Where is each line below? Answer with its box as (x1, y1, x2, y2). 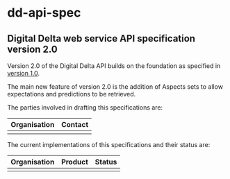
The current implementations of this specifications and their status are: (7, 141, 211, 148)
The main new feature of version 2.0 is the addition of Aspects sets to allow (7, 83, 224, 91)
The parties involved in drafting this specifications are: (7, 103, 163, 112)
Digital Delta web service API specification (7, 33, 196, 44)
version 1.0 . (7, 69, 40, 77)
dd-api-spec (7, 5, 81, 21)
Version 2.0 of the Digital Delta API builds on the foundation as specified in (7, 62, 221, 70)
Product (61, 157, 88, 167)
